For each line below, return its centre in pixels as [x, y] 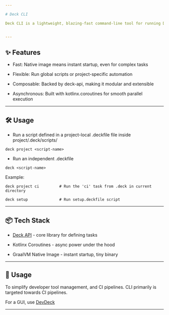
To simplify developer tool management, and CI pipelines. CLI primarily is [81, 287]
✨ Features [23, 52]
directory [16, 191]
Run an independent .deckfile [43, 159]
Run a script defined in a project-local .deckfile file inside [72, 135]
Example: [15, 177]
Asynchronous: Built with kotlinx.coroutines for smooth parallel [77, 94]
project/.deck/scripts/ [35, 140]
